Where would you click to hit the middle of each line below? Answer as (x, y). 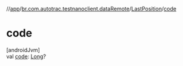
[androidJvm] (23, 50)
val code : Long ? (26, 56)
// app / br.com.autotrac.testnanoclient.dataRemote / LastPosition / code (91, 9)
